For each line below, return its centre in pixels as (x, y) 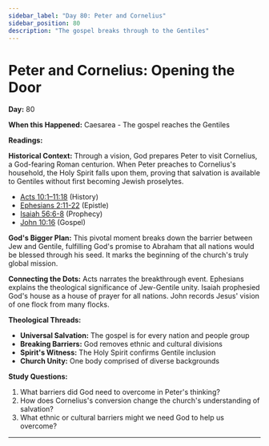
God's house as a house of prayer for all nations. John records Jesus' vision (134, 296)
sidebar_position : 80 (44, 23)
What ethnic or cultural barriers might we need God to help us (122, 418)
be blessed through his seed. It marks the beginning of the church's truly (128, 255)
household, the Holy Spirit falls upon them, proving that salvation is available (134, 173)
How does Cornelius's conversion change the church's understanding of (140, 400)
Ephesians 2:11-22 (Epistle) (64, 206)
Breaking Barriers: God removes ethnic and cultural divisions (121, 344)
